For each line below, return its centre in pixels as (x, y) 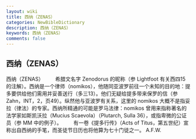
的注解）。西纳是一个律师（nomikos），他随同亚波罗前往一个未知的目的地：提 (98, 86)
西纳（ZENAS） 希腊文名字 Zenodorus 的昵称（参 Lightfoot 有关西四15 (96, 79)
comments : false (26, 39)
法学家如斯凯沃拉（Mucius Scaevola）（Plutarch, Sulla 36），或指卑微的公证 (97, 115)
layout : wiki (22, 11)
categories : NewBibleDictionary (45, 22)
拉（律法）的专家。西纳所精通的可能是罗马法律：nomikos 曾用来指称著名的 (97, 108)
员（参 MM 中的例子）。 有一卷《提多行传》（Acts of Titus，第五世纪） (95, 123)
